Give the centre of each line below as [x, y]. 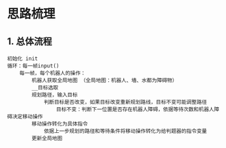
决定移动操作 [27, 117]
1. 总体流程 [30, 41]
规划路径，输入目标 [55, 95]
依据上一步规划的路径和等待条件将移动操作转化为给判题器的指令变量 [125, 131]
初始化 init [23, 59]
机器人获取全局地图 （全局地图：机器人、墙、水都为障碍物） [105, 80]
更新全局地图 [47, 138]
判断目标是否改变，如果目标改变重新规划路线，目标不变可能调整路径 [125, 102]
